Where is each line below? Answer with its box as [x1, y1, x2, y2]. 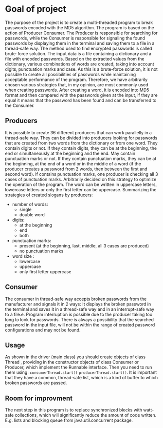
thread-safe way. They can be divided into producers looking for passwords [5, 135, 158, 141]
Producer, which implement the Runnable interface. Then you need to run [5, 365, 152, 370]
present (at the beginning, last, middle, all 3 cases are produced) [19, 243, 149, 248]
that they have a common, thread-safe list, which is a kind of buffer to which [5, 375, 158, 381]
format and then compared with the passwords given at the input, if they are [5, 92, 158, 98]
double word [19, 211, 45, 218]
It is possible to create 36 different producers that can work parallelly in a [5, 129, 152, 135]
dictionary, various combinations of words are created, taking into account [5, 61, 154, 67]
